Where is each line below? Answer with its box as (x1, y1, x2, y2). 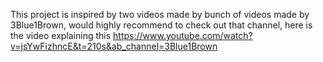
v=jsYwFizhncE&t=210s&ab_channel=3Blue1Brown (10, 40, 218, 52)
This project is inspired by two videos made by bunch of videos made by (10, 9, 310, 20)
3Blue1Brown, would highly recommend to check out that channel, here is (10, 19, 313, 31)
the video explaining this (10, 30, 112, 41)
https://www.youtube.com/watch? (113, 30, 253, 41)
